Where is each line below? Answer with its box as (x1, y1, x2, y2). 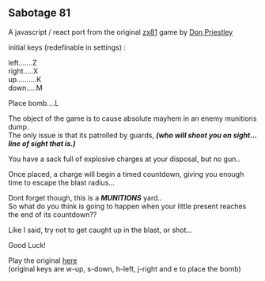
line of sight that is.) (8, 138, 76, 148)
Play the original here (8, 256, 78, 265)
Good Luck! (8, 240, 46, 249)
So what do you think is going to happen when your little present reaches (8, 201, 247, 211)
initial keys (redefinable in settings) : (8, 43, 127, 52)
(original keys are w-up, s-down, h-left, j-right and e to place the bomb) (8, 264, 241, 273)
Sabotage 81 (8, 6, 71, 20)
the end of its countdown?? (8, 209, 97, 219)
